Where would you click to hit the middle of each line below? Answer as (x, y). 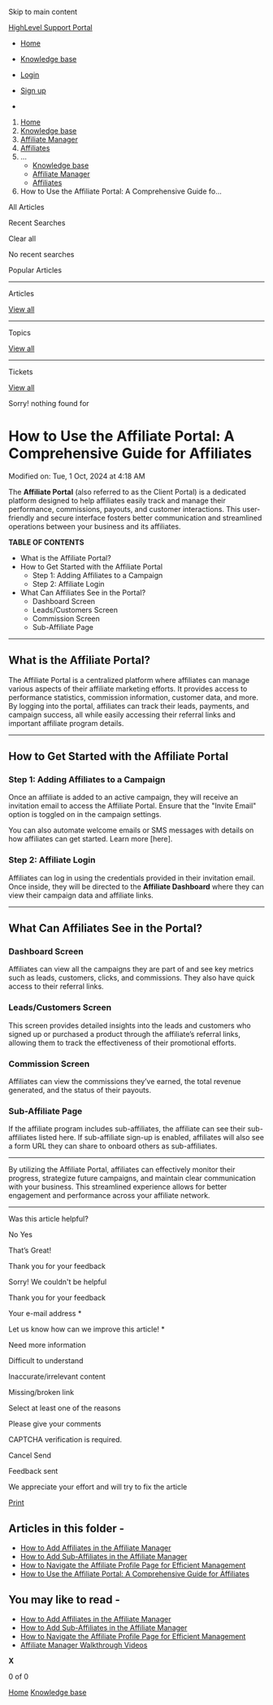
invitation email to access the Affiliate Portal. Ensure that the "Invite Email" (132, 806)
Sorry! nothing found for (49, 403)
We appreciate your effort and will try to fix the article (98, 1487)
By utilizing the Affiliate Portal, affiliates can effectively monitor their (122, 1169)
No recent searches (41, 254)
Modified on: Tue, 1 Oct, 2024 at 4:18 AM (77, 476)
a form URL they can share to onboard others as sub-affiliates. (113, 1146)
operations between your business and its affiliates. (95, 526)
